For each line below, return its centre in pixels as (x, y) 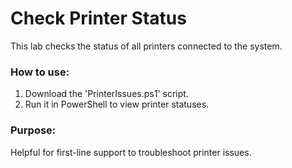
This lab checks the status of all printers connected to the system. (146, 46)
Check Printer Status (98, 18)
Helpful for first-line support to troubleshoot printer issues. (131, 152)
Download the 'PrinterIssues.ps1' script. (106, 94)
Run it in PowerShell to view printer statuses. (117, 104)
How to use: (40, 72)
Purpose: (33, 130)
